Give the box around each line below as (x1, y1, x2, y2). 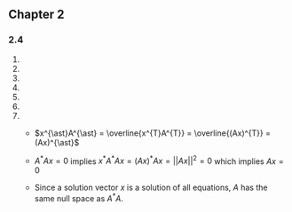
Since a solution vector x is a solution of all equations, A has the (34, 182, 268, 193)
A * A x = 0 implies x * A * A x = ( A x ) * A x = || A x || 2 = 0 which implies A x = (34, 154, 285, 167)
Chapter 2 (8, 7, 65, 22)
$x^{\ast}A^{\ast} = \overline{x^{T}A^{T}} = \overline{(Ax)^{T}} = (34, 128, 272, 138)
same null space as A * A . (34, 192, 123, 203)
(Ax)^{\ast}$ (34, 137, 80, 147)
